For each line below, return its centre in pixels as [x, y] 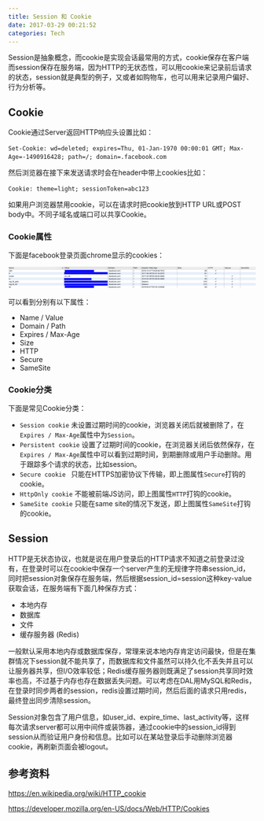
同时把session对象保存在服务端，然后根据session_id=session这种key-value [130, 578]
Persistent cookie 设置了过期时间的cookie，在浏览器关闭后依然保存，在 [137, 445]
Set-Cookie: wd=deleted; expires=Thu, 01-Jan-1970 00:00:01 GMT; [117, 149]
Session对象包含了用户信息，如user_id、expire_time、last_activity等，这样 [129, 717]
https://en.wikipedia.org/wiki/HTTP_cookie [77, 793]
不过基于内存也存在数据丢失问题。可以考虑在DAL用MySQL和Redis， [145, 680]
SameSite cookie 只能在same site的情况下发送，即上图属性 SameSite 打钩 [135, 504]
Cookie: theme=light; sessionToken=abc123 [79, 189]
